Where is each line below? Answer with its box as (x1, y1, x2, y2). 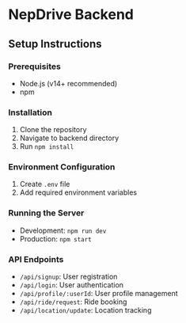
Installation (8, 107, 53, 118)
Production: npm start (19, 234, 93, 243)
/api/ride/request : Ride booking (19, 297, 127, 306)
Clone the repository (19, 125, 87, 135)
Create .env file (19, 180, 70, 189)
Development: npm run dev (19, 226, 107, 235)
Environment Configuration (8, 161, 116, 173)
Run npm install (19, 142, 74, 151)
